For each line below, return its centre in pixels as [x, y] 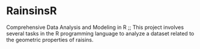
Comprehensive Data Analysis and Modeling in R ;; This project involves [95, 27]
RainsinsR [32, 11]
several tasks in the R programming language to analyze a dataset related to [100, 33]
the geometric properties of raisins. [50, 40]
